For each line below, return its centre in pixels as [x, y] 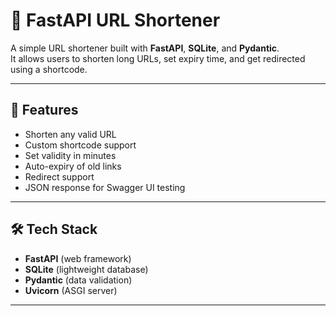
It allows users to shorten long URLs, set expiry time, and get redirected [158, 58]
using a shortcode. [49, 69]
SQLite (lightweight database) [86, 269]
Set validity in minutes [70, 155]
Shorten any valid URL [70, 134]
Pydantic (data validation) [78, 280]
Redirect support [59, 176]
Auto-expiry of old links [73, 166]
